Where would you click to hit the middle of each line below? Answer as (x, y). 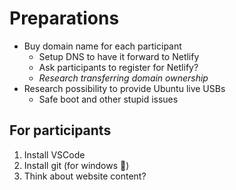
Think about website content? (85, 176)
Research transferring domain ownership (123, 78)
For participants (60, 130)
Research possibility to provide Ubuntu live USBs (124, 88)
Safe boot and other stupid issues (108, 99)
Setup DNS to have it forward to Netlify (119, 56)
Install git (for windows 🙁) (76, 165)
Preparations (64, 18)
